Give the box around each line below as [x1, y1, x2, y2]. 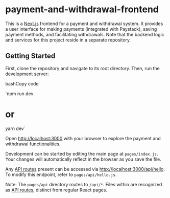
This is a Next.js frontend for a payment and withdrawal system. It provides [5, 20, 163, 27]
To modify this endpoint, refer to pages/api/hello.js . [5, 171, 117, 178]
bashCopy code [5, 80, 39, 86]
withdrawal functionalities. [5, 141, 61, 147]
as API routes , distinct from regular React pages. [5, 187, 107, 193]
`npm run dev [5, 91, 34, 97]
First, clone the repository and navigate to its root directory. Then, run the [5, 65, 160, 71]
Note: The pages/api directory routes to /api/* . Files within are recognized [5, 181, 162, 187]
